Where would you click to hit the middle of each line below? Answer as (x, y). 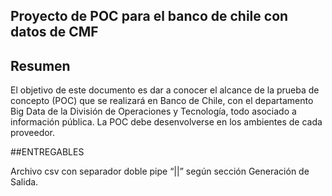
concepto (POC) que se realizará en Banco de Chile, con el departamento (162, 101)
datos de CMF (54, 32)
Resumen (40, 65)
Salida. (24, 182)
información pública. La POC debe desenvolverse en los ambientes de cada (166, 122)
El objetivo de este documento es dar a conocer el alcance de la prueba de (165, 90)
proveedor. (33, 133)
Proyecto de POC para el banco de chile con (149, 16)
